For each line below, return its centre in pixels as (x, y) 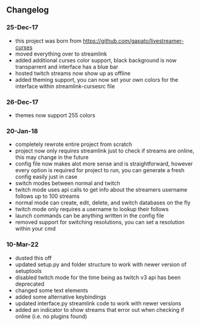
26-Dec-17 (22, 102)
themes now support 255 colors (55, 115)
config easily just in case (46, 177)
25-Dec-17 (22, 27)
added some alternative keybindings (60, 297)
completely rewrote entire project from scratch (74, 144)
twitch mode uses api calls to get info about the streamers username (101, 190)
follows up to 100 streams (47, 196)
